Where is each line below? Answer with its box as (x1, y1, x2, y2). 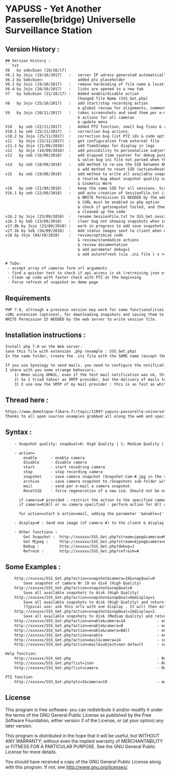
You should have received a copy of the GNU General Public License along (5, 759, 161, 765)
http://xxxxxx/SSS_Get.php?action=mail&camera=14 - (14, 637, 159, 643)
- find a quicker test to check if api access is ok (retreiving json (7, 270, 159, 276)
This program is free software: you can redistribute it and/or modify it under (5, 706, 163, 713)
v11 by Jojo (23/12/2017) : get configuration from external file (5, 138, 159, 144)
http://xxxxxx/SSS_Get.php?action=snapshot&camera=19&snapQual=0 (14, 576, 155, 581)
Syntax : (5, 428, 32, 436)
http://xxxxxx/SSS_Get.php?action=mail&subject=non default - (14, 642, 159, 647)
